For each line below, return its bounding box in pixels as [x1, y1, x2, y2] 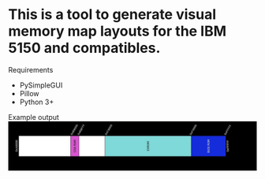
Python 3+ [19, 97, 54, 106]
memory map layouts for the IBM [8, 22, 227, 40]
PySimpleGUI [19, 80, 63, 90]
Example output [8, 112, 59, 121]
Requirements [8, 65, 54, 74]
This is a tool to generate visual [8, 6, 217, 24]
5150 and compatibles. [8, 39, 161, 57]
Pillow [19, 88, 39, 98]
